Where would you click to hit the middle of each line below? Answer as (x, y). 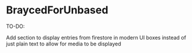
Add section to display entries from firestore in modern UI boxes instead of (96, 37)
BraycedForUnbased (57, 10)
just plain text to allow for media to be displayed (64, 44)
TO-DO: (16, 26)
